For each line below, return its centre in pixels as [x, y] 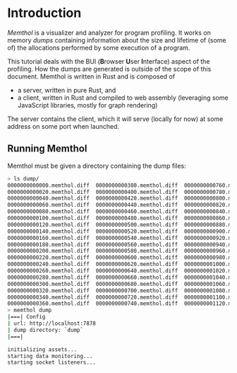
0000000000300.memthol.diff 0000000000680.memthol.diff [93, 284]
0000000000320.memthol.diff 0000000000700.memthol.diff [93, 291]
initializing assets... [42, 349]
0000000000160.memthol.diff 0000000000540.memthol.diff [93, 238]
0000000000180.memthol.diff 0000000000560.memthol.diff [93, 245]
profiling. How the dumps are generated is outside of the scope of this [109, 69]
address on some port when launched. [63, 126]
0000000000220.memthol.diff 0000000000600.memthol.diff [93, 258]
